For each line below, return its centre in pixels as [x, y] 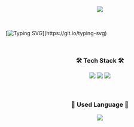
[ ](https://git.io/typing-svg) [56, 33]
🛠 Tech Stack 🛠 [100, 60]
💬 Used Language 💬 [100, 105]
